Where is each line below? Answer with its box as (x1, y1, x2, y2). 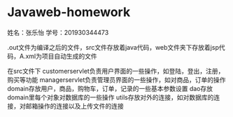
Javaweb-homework (7, 4, 131, 20)
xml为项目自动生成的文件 (25, 52, 97, 60)
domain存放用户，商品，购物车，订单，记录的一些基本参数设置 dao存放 (7, 84, 213, 92)
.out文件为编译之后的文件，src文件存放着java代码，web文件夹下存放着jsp (7, 43, 219, 51)
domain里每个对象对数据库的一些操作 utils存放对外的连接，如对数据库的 (7, 92, 214, 102)
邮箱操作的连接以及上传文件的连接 (25, 102, 124, 110)
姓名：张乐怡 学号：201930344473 (7, 28, 109, 36)
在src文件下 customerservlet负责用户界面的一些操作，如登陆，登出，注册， (7, 67, 225, 75)
